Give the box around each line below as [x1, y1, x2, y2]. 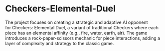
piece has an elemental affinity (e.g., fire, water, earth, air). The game [5, 30, 148, 36]
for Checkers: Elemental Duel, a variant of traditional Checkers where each [5, 24, 159, 30]
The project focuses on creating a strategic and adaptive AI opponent [5, 19, 148, 25]
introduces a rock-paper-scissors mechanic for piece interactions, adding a [5, 35, 161, 41]
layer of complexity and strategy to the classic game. [5, 40, 114, 46]
